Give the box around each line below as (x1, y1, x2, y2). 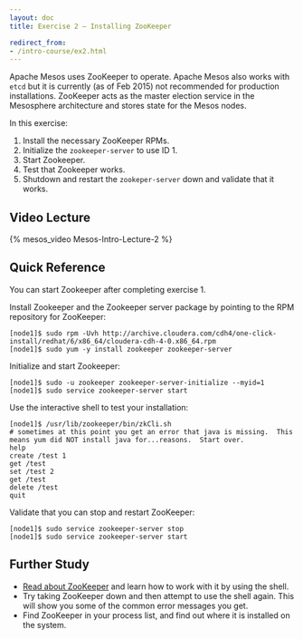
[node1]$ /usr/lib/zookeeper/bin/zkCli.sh (9, 419, 172, 429)
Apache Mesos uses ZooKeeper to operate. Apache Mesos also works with (9, 72, 290, 82)
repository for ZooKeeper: (9, 311, 107, 322)
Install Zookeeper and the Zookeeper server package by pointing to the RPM (9, 301, 295, 313)
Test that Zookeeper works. (22, 164, 126, 175)
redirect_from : (9, 38, 67, 47)
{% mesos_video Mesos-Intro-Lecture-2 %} (9, 234, 174, 245)
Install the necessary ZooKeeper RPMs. (22, 135, 170, 146)
